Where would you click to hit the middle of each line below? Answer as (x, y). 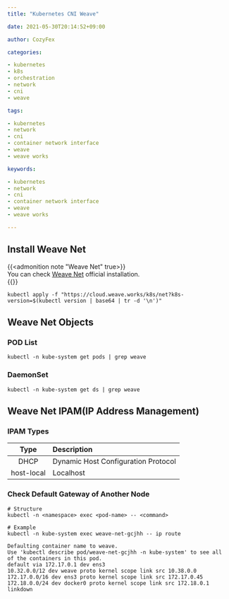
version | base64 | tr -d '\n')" (113, 301)
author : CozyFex (31, 40)
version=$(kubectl (34, 301)
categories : (25, 52)
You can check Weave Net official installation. (74, 274)
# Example (22, 528)
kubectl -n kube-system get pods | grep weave (77, 357)
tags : (15, 110)
